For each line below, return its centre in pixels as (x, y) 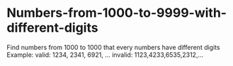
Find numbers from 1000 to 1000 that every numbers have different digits (113, 47)
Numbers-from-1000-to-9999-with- (117, 13)
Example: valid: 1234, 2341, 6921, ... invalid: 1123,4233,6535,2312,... (105, 55)
